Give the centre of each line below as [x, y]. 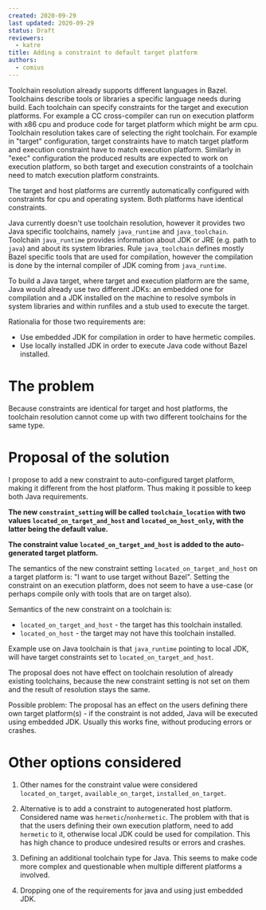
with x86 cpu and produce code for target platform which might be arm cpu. [133, 124]
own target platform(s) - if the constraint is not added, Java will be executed [133, 713]
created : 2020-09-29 [43, 16]
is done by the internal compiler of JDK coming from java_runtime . [117, 265]
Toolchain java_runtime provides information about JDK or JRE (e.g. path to [132, 239]
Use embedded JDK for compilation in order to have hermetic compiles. [138, 337]
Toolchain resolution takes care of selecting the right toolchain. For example [133, 132]
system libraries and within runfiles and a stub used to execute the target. [129, 306]
